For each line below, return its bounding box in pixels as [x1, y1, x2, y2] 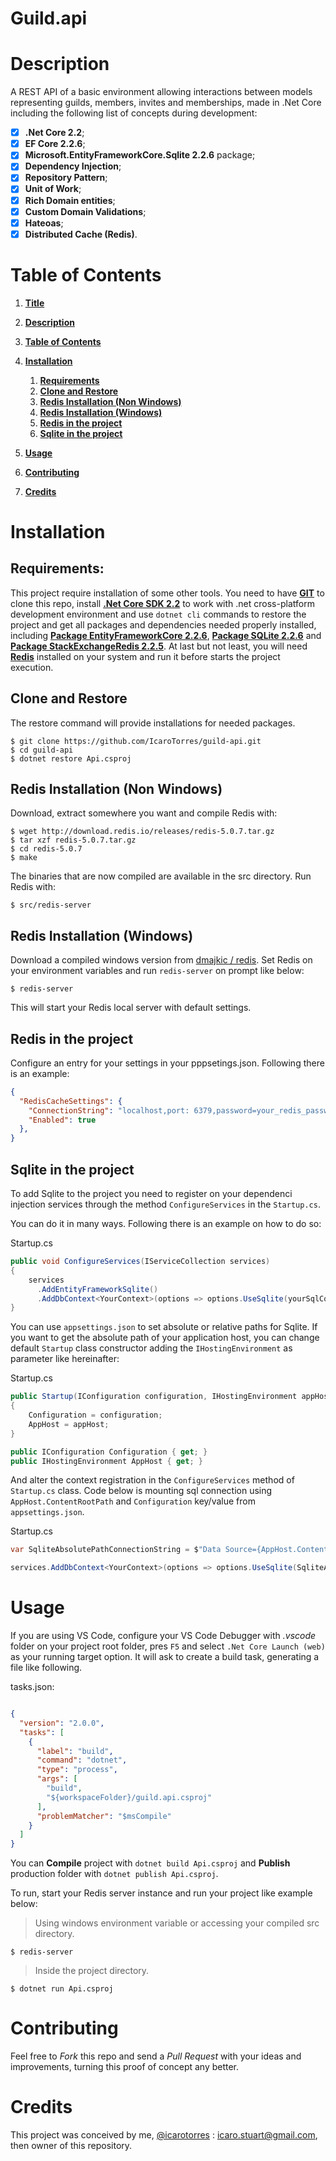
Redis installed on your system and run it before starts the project [10, 650, 281, 662]
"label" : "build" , [36, 1746, 114, 1756]
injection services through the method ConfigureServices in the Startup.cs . [10, 1198, 321, 1210]
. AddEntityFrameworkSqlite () [36, 1284, 159, 1294]
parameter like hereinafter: [10, 1353, 120, 1365]
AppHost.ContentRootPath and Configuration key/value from [10, 1495, 256, 1507]
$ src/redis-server [10, 900, 92, 911]
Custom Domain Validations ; [24, 205, 147, 217]
